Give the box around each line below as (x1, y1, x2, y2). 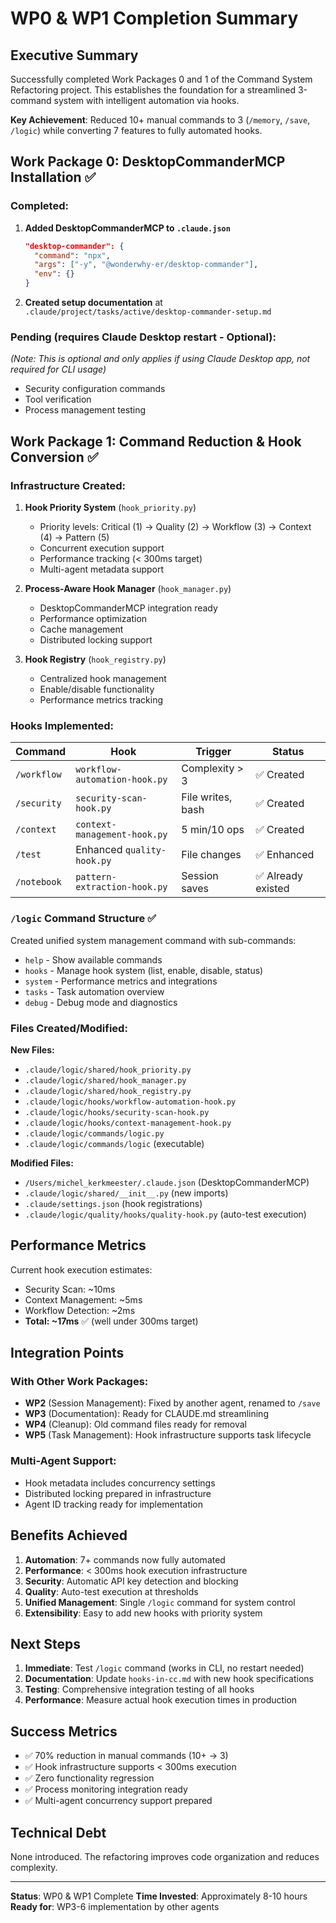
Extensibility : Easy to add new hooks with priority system (24, 1607, 263, 1619)
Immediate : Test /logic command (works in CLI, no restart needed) (24, 1662, 305, 1674)
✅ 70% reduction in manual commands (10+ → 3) (24, 1750, 229, 1762)
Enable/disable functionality (39, 683, 155, 696)
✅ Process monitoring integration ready (24, 1783, 188, 1796)
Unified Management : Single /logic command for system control (24, 1596, 296, 1608)
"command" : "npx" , (34, 250, 111, 261)
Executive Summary (10, 47, 139, 64)
